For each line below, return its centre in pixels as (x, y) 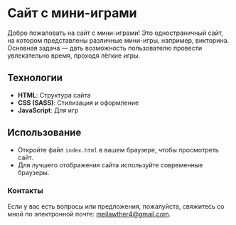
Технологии (35, 78)
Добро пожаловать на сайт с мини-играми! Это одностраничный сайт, (116, 33)
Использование (44, 133)
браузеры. (33, 172)
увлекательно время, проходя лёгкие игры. (74, 56)
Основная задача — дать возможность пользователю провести (105, 48)
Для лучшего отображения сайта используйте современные (110, 164)
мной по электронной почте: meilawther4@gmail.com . (89, 214)
